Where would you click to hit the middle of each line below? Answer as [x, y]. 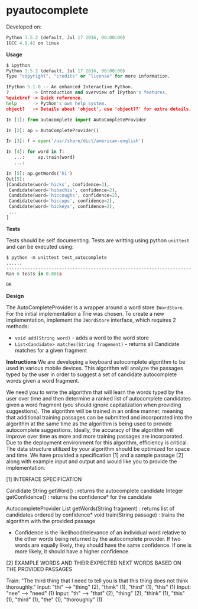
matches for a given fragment [51, 351]
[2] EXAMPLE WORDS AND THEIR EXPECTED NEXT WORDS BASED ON [94, 563]
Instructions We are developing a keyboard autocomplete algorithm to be [96, 362]
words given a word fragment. [43, 381]
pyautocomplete [47, 10]
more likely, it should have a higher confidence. [72, 552]
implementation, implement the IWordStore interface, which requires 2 [91, 320]
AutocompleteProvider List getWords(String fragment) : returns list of [90, 509]
